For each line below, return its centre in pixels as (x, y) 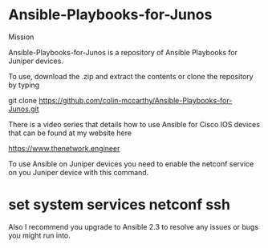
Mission (21, 37)
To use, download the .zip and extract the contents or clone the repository (131, 76)
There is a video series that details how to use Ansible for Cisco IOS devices (134, 124)
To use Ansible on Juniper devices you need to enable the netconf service (131, 164)
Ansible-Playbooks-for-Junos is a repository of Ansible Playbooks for (123, 52)
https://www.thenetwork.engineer (64, 148)
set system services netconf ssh (120, 205)
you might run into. (39, 235)
